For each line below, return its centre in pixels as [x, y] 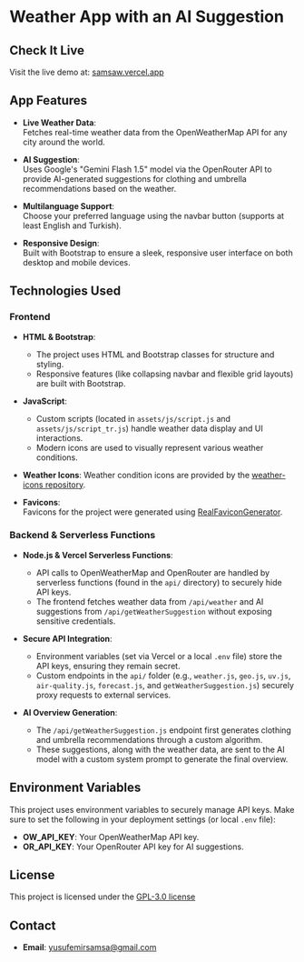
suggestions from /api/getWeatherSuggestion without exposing [154, 611]
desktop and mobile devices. [77, 262]
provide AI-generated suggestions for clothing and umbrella [134, 178]
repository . [65, 485]
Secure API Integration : [67, 638]
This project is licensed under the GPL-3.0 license [103, 897]
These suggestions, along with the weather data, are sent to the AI [160, 749]
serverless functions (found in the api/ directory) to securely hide [159, 582]
